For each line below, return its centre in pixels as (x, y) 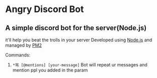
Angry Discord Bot (45, 9)
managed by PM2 (23, 45)
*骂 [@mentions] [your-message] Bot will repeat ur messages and (80, 65)
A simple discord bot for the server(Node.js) (76, 28)
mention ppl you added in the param (50, 70)
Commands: (18, 55)
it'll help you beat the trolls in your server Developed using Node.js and (79, 40)
